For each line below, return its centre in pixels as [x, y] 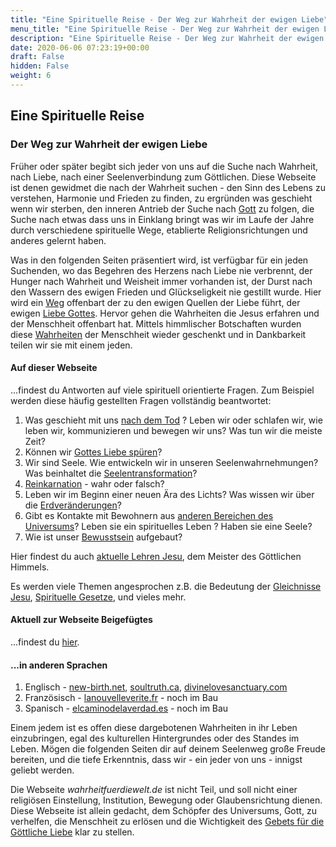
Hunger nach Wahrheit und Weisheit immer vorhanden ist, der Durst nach [161, 281]
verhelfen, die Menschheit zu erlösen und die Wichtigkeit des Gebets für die [167, 822]
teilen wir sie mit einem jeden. [71, 345]
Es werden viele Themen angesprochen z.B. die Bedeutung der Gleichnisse [166, 586]
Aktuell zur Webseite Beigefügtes [81, 620]
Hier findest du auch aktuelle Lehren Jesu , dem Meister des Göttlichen [156, 556]
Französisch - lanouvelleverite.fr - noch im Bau [121, 698]
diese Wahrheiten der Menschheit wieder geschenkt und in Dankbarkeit [158, 334]
